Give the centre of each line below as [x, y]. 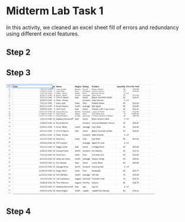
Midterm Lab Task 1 [55, 11]
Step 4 [19, 211]
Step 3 [18, 72]
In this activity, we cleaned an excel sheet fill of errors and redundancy [92, 27]
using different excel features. [43, 33]
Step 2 [18, 53]
